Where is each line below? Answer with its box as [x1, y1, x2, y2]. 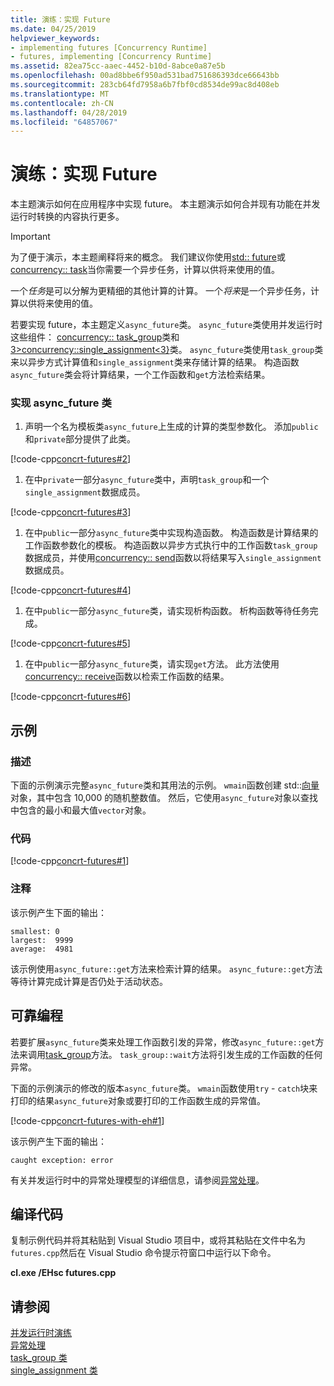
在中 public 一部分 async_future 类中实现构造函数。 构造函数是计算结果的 [24, 527, 319, 539]
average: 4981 [10, 944, 74, 954]
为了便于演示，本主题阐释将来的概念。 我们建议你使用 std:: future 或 [10, 251, 286, 263]
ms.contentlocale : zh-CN [10, 98, 114, 108]
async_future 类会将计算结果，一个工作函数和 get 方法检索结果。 [10, 369, 271, 381]
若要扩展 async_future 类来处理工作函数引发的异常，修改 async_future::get [10, 1036, 316, 1048]
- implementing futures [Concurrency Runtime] [10, 42, 208, 53]
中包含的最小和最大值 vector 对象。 [10, 804, 152, 816]
